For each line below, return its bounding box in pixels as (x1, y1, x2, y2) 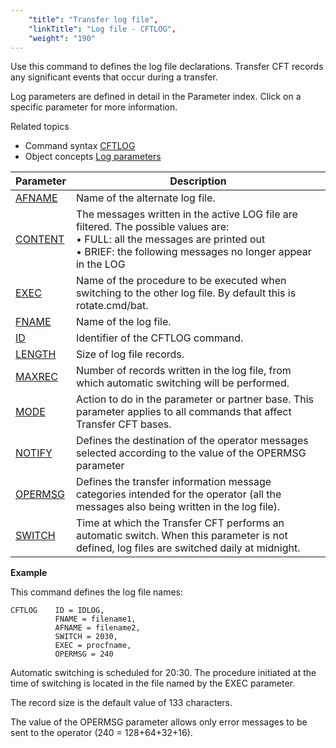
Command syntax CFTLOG (24, 140, 136, 152)
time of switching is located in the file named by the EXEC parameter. (10, 677, 296, 690)
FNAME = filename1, (54, 614, 137, 625)
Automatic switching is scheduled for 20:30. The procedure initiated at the (10, 667, 317, 679)
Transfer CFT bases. (75, 417, 172, 431)
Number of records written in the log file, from (75, 364, 292, 378)
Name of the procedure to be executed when (75, 274, 287, 288)
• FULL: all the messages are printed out (75, 232, 266, 246)
